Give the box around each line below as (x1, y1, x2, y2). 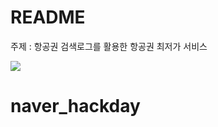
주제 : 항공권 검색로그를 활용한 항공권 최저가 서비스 (10, 40, 208, 52)
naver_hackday (10, 95, 141, 118)
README (10, 6, 86, 29)
